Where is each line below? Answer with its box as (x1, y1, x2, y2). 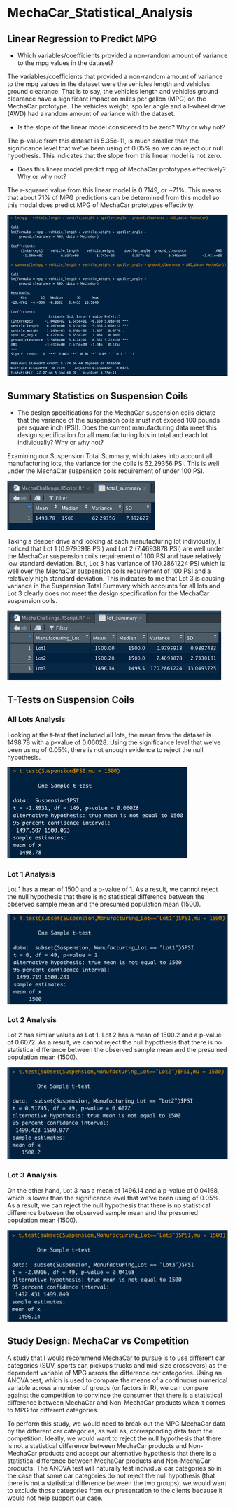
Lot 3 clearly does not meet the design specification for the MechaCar (7, 589, 210, 597)
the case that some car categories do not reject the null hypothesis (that (7, 1471, 215, 1480)
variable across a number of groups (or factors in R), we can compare (7, 1383, 208, 1391)
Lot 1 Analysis (7, 869, 56, 879)
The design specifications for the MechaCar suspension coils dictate (17, 409, 216, 417)
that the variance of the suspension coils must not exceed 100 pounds (17, 416, 220, 425)
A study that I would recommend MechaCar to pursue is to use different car (7, 1354, 225, 1362)
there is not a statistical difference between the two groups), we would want (7, 1478, 227, 1487)
